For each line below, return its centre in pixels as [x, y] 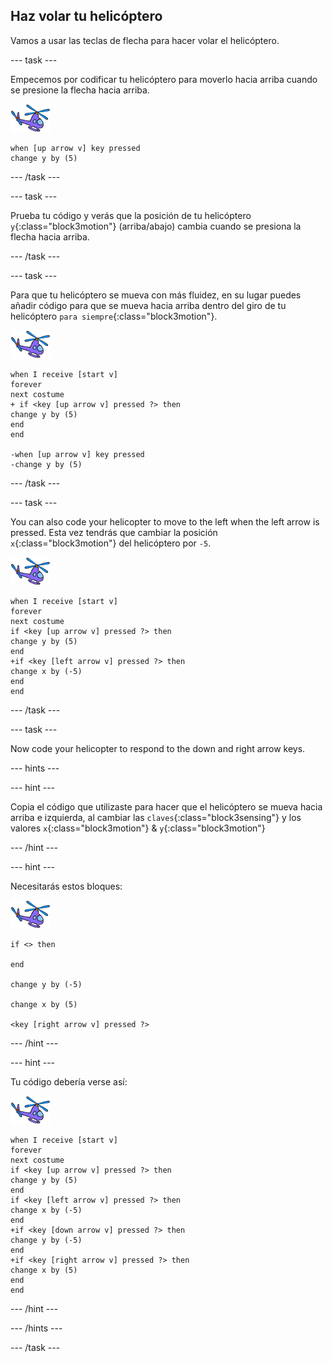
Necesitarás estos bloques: [66, 886]
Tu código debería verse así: [69, 1081]
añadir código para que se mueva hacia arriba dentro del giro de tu [148, 305]
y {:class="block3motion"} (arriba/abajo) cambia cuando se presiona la [156, 226]
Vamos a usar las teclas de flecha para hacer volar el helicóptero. [145, 40]
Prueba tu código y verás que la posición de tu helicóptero [131, 215]
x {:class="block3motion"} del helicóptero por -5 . [111, 543]
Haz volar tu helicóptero [86, 16]
